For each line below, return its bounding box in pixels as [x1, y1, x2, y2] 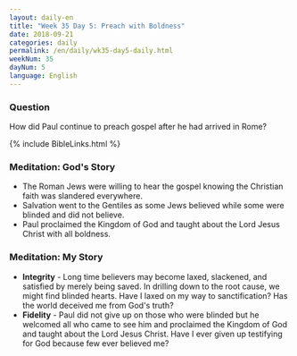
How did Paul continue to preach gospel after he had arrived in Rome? [9, 122, 268, 132]
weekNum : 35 [9, 55, 54, 64]
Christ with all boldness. [21, 229, 111, 240]
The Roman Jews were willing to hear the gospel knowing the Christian [21, 181, 284, 192]
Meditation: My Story [9, 251, 103, 264]
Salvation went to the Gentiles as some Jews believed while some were [21, 200, 285, 211]
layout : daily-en [9, 13, 74, 22]
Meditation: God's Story [9, 160, 116, 173]
